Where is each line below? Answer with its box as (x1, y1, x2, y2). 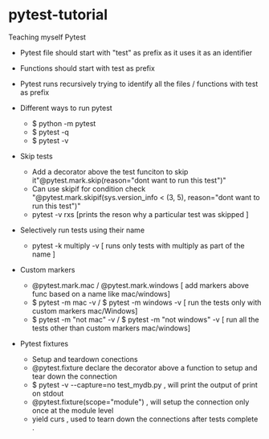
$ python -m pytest (31, 118, 96, 128)
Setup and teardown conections (31, 354, 138, 363)
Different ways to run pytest (19, 103, 112, 113)
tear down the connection (31, 371, 118, 381)
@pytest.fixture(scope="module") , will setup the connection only (31, 396, 250, 407)
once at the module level (31, 405, 114, 415)
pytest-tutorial (8, 6, 108, 24)
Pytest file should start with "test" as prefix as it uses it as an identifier (19, 47, 253, 57)
